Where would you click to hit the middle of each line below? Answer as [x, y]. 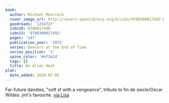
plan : [11, 71]
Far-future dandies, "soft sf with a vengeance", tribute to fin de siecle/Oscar [84, 89]
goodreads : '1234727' [32, 24]
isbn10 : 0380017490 [30, 29]
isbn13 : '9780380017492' [36, 33]
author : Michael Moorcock [37, 15]
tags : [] [19, 61]
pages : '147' [23, 38]
